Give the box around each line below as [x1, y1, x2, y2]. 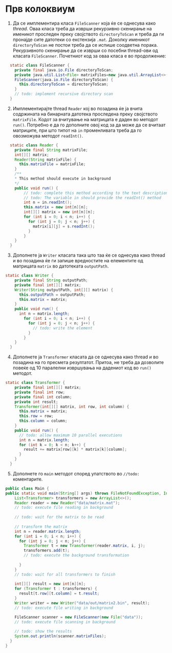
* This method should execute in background [14, 176, 111, 181]
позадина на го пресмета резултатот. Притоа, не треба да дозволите [12, 359, 164, 366]
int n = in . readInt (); [24, 200, 72, 205]
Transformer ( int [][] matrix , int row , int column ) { [14, 404, 130, 409]
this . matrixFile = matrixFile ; [18, 162, 86, 167]
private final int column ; [14, 394, 72, 399]
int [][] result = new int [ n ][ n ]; [14, 581, 86, 587]
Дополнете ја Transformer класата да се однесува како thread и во [12, 354, 159, 360]
